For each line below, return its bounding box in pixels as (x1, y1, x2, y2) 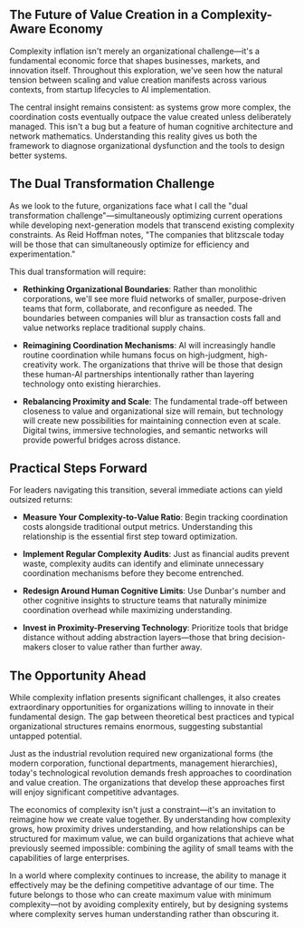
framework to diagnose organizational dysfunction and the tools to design (9, 140, 285, 151)
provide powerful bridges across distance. (22, 435, 181, 445)
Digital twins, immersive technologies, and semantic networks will (22, 425, 269, 435)
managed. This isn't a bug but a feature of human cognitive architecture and (9, 121, 294, 132)
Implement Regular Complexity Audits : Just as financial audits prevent (22, 549, 290, 560)
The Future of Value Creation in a (9, 7, 199, 23)
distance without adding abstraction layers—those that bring (22, 632, 249, 643)
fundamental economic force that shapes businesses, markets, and (9, 54, 261, 66)
